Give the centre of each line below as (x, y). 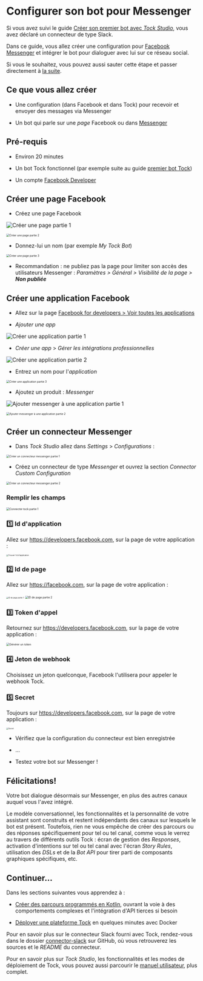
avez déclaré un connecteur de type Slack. (60, 34)
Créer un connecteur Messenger (69, 432)
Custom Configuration (43, 473)
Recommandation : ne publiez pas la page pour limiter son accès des (101, 266)
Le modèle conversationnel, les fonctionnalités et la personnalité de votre (98, 814)
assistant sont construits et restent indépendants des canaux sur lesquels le (101, 820)
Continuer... (29, 878)
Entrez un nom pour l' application (56, 372)
